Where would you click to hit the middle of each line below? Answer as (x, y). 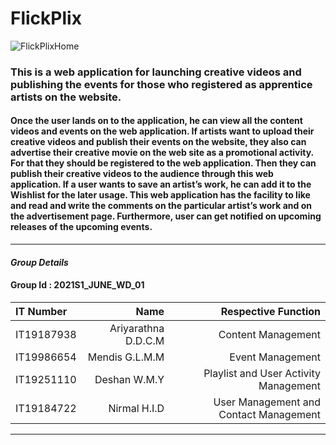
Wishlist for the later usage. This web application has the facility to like (160, 195)
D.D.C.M (145, 340)
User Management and (267, 402)
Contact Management (269, 414)
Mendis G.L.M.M (126, 357)
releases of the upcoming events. (81, 227)
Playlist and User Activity (262, 373)
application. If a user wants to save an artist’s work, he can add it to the (161, 184)
